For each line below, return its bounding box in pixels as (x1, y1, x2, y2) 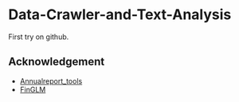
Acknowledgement (8, 55, 105, 69)
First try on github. (8, 32, 69, 41)
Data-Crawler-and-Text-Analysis (8, 6, 232, 24)
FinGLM (19, 84, 46, 94)
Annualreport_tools (19, 76, 83, 85)
